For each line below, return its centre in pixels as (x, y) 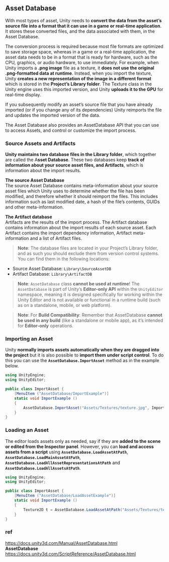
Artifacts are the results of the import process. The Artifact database (76, 222)
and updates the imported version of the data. (53, 115)
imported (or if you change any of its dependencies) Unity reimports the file (83, 110)
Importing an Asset (29, 339)
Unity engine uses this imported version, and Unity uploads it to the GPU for (84, 89)
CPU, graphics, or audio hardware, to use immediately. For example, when (82, 62)
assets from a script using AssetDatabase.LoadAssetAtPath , (67, 452)
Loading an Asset (27, 430)
